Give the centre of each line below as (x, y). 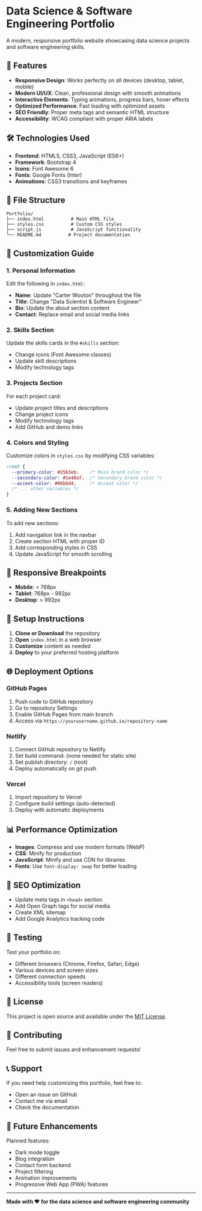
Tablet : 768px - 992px (43, 594)
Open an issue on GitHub (46, 1094)
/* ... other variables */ (45, 489)
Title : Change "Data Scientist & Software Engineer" (78, 302)
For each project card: (34, 396)
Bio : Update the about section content (62, 308)
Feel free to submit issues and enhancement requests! (74, 1049)
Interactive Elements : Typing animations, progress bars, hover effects (102, 99)
